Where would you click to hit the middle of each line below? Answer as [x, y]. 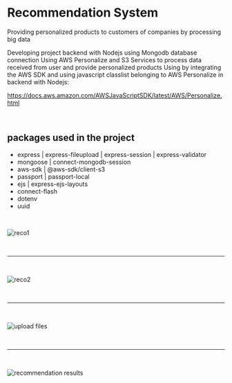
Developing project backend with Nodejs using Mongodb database [102, 53]
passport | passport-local [53, 176]
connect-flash [37, 191]
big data [19, 39]
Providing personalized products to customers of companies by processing [114, 32]
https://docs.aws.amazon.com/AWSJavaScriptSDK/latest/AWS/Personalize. [115, 95]
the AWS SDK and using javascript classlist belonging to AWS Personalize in [115, 75]
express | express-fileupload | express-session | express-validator [112, 154]
